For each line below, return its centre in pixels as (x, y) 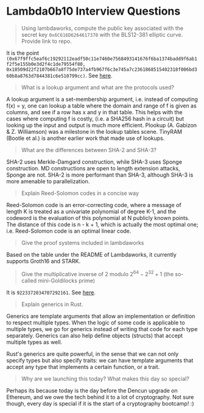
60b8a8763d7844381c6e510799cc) (46, 76)
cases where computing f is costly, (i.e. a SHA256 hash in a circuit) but (95, 119)
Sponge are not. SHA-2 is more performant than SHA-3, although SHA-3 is (100, 175)
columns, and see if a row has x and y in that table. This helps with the (94, 112)
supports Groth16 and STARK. (44, 261)
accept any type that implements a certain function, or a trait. (83, 367)
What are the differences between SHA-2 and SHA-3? (89, 150)
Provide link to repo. (46, 41)
